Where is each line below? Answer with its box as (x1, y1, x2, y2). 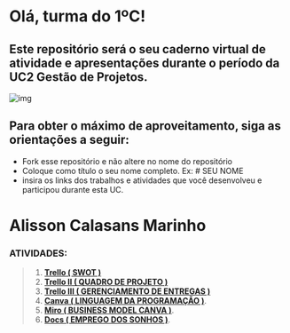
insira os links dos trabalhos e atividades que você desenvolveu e (21, 175, 263, 186)
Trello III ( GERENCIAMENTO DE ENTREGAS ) (43, 286, 211, 297)
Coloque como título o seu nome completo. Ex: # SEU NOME (21, 165, 244, 176)
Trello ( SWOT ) (43, 267, 102, 278)
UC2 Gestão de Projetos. (9, 69, 148, 84)
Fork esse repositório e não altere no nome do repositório (21, 155, 233, 166)
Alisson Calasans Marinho (9, 216, 207, 235)
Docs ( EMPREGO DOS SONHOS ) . (43, 314, 171, 325)
